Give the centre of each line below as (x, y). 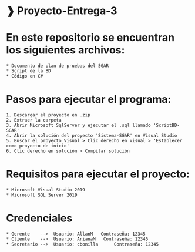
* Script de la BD (28, 71)
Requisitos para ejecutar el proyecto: (98, 174)
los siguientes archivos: (65, 50)
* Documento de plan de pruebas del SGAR (58, 66)
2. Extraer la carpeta (34, 120)
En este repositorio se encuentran (90, 38)
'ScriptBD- (167, 125)
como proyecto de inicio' (38, 146)
